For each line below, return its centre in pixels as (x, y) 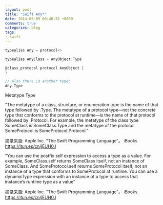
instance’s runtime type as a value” (40, 182)
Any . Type (14, 86)
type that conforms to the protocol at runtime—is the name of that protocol (80, 115)
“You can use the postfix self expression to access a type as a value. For (78, 156)
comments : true (20, 23)
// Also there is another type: (38, 81)
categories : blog (23, 28)
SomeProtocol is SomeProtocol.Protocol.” (47, 131)
